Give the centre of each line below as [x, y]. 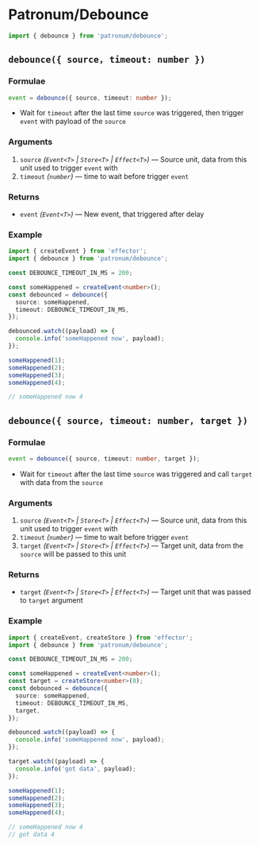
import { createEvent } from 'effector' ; [78, 251]
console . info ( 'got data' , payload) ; [76, 769]
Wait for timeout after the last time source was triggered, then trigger [132, 113]
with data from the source [61, 482]
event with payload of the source [73, 122]
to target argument [51, 600]
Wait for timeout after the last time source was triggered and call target [136, 474]
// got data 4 [32, 835]
